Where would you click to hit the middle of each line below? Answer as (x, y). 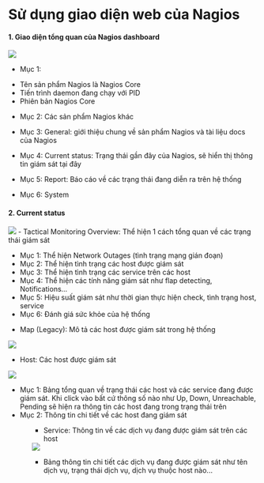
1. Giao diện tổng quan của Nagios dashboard (84, 36)
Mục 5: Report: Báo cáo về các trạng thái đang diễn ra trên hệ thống (130, 179)
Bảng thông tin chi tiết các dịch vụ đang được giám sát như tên (145, 462)
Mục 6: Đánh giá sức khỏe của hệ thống (85, 314)
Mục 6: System (44, 194)
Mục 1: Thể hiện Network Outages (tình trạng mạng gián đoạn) (121, 255)
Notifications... (43, 289)
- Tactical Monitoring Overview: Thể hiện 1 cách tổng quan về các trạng (134, 232)
